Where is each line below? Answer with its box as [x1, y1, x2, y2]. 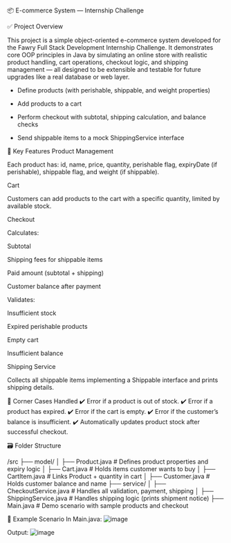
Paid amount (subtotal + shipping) [7, 269, 104, 277]
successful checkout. [7, 428, 68, 436]
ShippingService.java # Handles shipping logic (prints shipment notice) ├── [7, 494, 224, 502]
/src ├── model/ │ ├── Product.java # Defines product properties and [7, 457, 209, 466]
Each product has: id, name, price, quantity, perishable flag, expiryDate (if [7, 160, 218, 169]
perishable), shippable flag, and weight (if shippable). [7, 168, 160, 175]
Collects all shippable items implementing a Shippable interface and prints [7, 376, 219, 384]
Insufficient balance [7, 349, 64, 357]
